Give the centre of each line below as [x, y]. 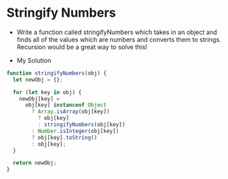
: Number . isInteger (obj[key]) [75, 131]
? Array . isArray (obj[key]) [71, 112]
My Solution [34, 60]
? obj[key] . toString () [64, 137]
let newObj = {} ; [38, 79]
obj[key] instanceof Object [66, 105]
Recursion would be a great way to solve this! [82, 47]
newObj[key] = [39, 99]
